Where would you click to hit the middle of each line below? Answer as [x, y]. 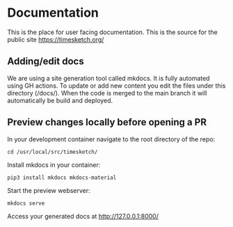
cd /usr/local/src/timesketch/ [53, 152]
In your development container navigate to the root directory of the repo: [111, 139]
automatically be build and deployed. [60, 100]
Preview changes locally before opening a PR [107, 122]
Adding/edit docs [46, 62]
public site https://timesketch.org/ [56, 39]
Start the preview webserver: [49, 190]
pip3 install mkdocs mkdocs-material [62, 178]
